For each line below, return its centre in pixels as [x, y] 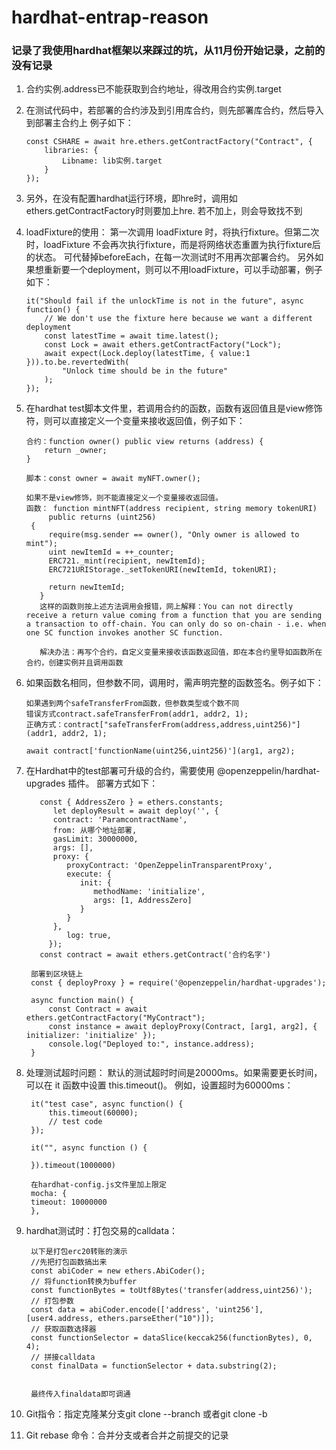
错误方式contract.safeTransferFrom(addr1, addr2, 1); [137, 714]
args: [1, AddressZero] [143, 901]
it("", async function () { [89, 1148]
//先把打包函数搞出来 [69, 1262]
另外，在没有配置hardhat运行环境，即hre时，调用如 [131, 198]
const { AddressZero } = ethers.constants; [131, 802]
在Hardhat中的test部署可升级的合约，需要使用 [120, 771]
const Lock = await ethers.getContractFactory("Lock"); [163, 345]
